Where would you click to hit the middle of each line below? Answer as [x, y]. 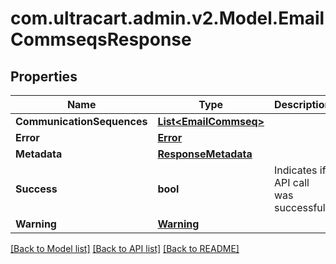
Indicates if [300, 170]
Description [303, 104]
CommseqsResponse [101, 39]
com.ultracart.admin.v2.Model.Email [167, 18]
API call [292, 182]
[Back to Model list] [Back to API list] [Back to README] [125, 248]
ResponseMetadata [205, 154]
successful [300, 207]
